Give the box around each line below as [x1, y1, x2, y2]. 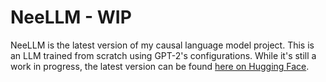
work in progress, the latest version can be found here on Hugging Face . [10, 60, 310, 72]
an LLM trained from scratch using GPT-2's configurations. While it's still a [10, 49, 317, 61]
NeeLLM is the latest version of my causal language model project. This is [10, 39, 315, 51]
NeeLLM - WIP [10, 6, 132, 29]
